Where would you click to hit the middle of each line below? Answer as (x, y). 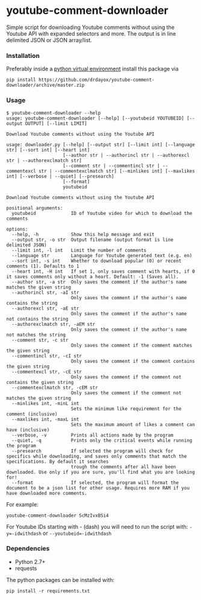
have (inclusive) (28, 430)
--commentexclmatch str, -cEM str (55, 388)
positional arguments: (35, 208)
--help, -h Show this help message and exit (83, 234)
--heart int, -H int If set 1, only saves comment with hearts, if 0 (104, 271)
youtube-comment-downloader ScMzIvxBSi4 (58, 515)
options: (17, 229)
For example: (23, 504)
